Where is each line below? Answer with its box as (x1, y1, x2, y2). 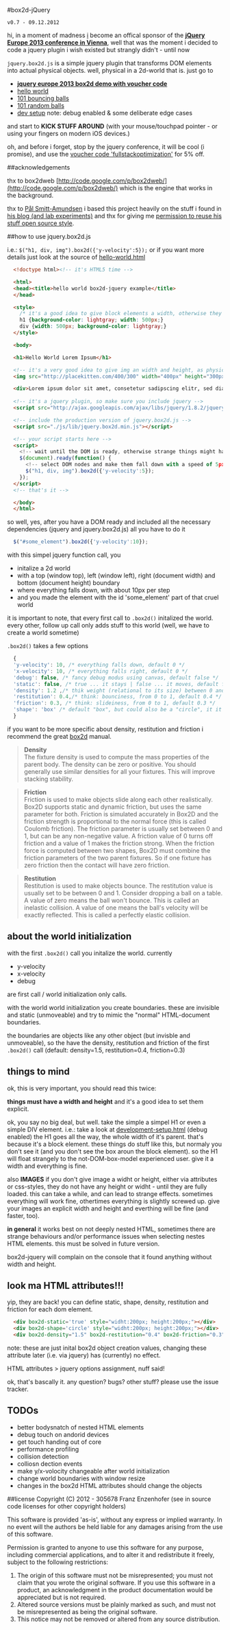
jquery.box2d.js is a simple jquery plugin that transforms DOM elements (7, 59, 212, 67)
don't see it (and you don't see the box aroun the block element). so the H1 (7, 1147, 218, 1156)
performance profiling (16, 1445, 79, 1453)
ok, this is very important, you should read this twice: (7, 1084, 157, 1092)
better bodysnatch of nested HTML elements (16, 1423, 144, 1431)
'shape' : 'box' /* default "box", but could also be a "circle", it (13, 707, 213, 713)
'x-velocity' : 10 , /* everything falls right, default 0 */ (13, 667, 188, 675)
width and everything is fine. (7, 1162, 88, 1170)
